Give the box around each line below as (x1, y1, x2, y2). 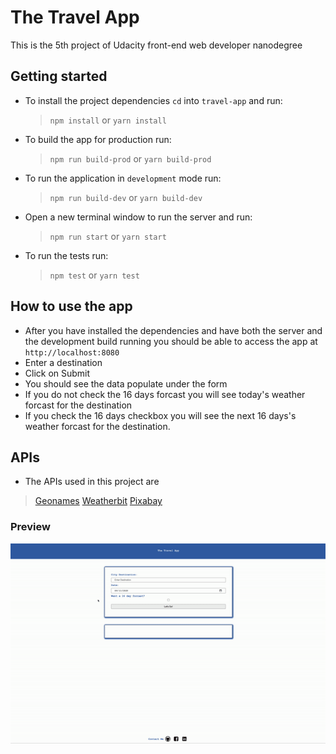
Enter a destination (24, 356, 103, 368)
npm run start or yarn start (49, 230, 167, 242)
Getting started (10, 68, 108, 85)
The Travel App (10, 6, 140, 29)
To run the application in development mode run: (24, 172, 222, 184)
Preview (10, 520, 51, 534)
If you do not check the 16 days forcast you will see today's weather (24, 388, 306, 400)
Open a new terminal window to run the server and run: (24, 211, 253, 223)
